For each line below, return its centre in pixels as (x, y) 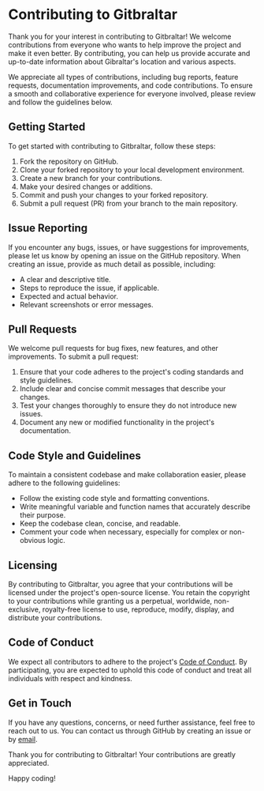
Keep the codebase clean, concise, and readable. (100, 524)
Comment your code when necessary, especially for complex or (123, 532)
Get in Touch (40, 704)
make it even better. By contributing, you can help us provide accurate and (129, 53)
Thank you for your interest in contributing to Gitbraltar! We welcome (120, 36)
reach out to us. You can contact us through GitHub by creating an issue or (130, 731)
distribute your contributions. (55, 618)
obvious (32, 541)
